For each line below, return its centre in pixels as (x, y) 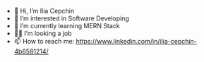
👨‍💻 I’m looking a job (43, 33)
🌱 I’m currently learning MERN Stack (67, 26)
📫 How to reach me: (44, 41)
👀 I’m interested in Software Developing (71, 18)
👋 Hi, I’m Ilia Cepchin (44, 11)
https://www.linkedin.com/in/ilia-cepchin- (137, 41)
